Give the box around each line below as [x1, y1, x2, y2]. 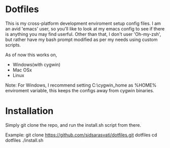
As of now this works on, [5, 52, 57, 58]
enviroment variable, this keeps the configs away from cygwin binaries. [5, 87, 154, 93]
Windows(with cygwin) [12, 61, 61, 67]
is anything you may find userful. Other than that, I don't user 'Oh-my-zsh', [5, 31, 161, 37]
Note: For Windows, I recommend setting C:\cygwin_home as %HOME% [5, 82, 157, 88]
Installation [5, 105, 54, 117]
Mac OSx [12, 67, 32, 73]
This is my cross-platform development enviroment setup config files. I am [5, 20, 161, 26]
